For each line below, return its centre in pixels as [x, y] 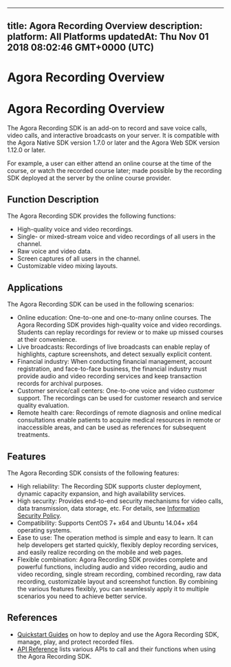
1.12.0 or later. [26, 150]
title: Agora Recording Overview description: [105, 26]
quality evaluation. [43, 406]
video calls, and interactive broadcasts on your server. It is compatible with [113, 135]
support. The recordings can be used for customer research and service [120, 398]
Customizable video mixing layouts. [67, 266]
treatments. [33, 435]
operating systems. [44, 530]
